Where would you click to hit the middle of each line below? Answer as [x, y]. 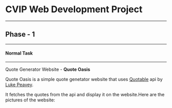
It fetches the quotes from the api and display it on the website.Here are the [85, 94]
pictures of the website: [30, 100]
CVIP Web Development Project [74, 9]
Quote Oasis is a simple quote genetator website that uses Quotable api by [84, 79]
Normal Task [19, 53]
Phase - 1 [20, 34]
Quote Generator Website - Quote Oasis [48, 69]
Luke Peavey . [19, 85]
